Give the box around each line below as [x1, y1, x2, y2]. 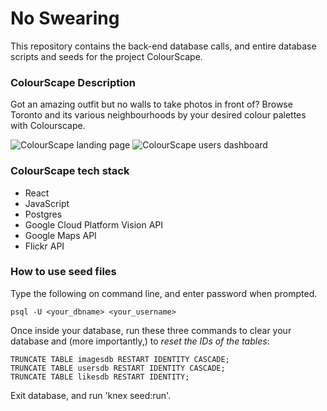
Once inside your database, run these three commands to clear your [10, 324, 292, 336]
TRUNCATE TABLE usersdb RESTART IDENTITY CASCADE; [10, 363, 226, 373]
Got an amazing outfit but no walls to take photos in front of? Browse [10, 98, 293, 111]
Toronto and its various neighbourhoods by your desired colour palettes [10, 109, 307, 121]
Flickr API [24, 240, 65, 252]
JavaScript [24, 197, 70, 209]
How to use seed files [10, 265, 117, 279]
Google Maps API [24, 229, 97, 241]
